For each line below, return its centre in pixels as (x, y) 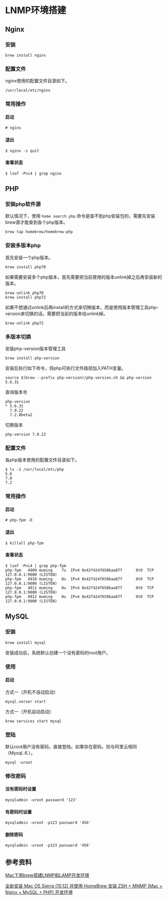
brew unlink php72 (24, 323)
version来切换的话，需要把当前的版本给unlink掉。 (57, 314)
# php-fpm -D (19, 520)
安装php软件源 (23, 204)
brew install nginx (26, 55)
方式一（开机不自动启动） (32, 692)
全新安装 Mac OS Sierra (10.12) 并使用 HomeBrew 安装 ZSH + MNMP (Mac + (84, 886)
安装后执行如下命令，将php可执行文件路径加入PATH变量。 (66, 368)
